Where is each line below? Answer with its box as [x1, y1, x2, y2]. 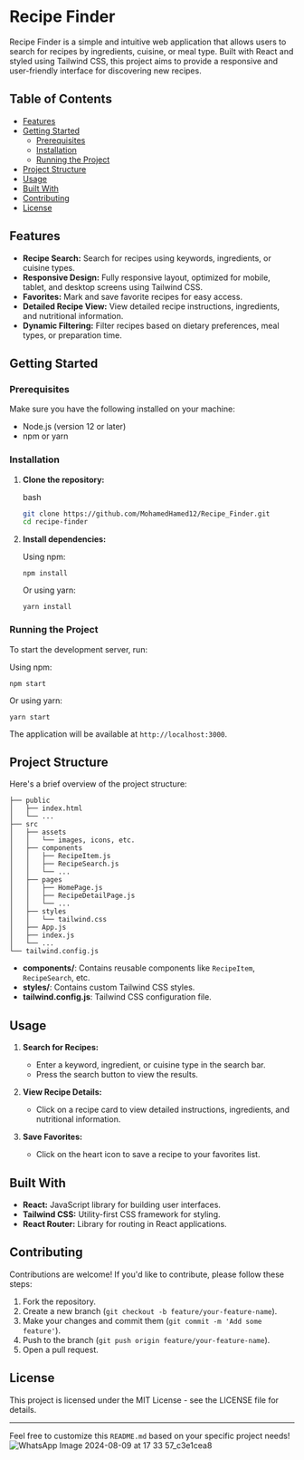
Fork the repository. [22, 1296, 97, 1307]
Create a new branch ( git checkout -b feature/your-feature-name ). [22, 1305, 278, 1316]
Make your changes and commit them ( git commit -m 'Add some [22, 1315, 262, 1326]
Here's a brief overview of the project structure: [9, 778, 187, 789]
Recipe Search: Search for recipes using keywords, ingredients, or [22, 252, 271, 264]
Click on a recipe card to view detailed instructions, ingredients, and [35, 1104, 290, 1116]
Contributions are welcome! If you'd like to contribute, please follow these [9, 1269, 285, 1280]
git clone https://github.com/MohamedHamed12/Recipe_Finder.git [22, 509, 271, 518]
